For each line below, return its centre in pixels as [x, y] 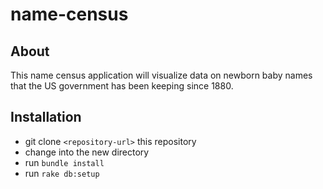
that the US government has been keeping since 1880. [122, 86]
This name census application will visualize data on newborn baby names [161, 75]
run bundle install [64, 162]
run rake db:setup [62, 173]
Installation [46, 117]
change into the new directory [87, 152]
